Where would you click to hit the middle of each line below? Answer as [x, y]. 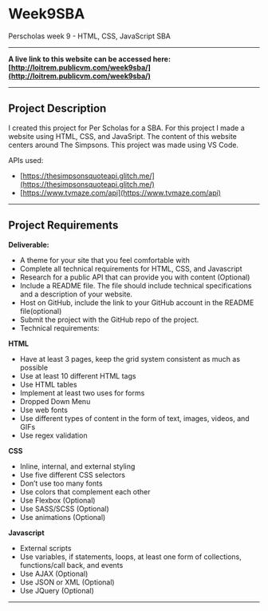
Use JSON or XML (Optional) [67, 582]
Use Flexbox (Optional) [57, 500]
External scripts [45, 548]
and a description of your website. [76, 294]
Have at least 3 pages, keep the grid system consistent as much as [130, 359]
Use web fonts [43, 410]
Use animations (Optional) [63, 517]
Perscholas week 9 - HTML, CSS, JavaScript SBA [90, 36]
